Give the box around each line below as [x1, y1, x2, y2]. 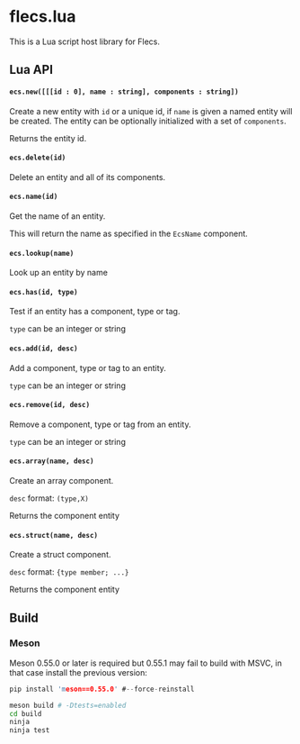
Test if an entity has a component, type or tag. [9, 306, 181, 317]
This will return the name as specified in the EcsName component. [9, 228, 249, 239]
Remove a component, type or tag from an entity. [9, 419, 191, 430]
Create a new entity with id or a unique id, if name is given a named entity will [9, 105, 293, 116]
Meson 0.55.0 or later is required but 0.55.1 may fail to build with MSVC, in [9, 658, 283, 668]
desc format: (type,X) [9, 493, 90, 504]
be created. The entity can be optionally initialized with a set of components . [9, 115, 287, 126]
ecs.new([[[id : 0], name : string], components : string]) [9, 87, 240, 96]
